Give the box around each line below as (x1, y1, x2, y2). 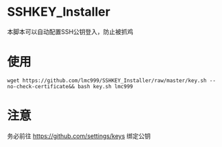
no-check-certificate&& (7, 83, 75, 90)
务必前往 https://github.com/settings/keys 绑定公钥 (7, 131, 151, 140)
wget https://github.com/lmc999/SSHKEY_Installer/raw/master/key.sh (7, 77, 207, 84)
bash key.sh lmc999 (77, 83, 134, 90)
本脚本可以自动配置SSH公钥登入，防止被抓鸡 (7, 27, 134, 36)
